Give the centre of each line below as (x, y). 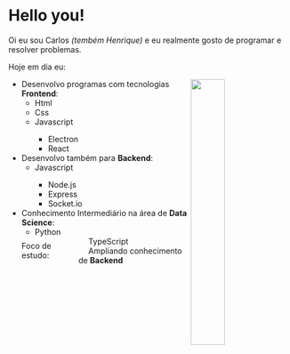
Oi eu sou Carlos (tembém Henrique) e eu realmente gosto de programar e (145, 40)
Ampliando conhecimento (135, 251)
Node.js (62, 184)
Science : (38, 222)
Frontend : (40, 93)
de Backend (101, 260)
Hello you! (47, 16)
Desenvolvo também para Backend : (87, 157)
